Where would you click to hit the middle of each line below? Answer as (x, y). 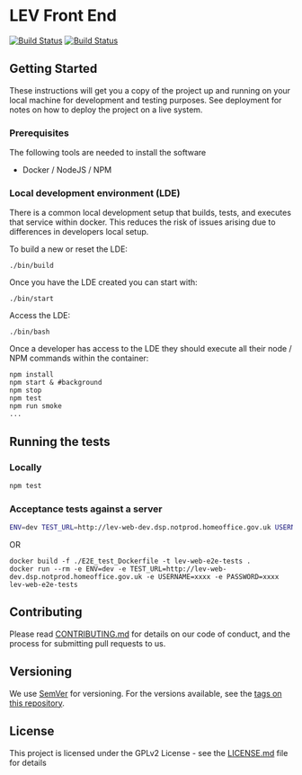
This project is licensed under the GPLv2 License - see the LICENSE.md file (149, 753)
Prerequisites (39, 133)
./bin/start (31, 299)
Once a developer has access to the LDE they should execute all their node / (151, 349)
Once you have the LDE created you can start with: (103, 282)
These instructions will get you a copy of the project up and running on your (150, 90)
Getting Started (53, 69)
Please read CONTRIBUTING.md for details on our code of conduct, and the (150, 634)
